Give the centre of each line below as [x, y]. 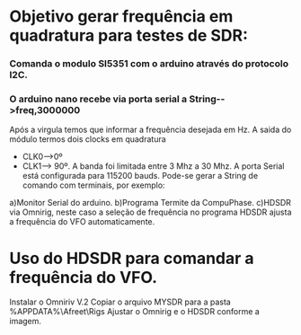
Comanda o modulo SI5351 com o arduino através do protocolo [149, 64]
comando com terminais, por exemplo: [93, 185]
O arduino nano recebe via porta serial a [98, 99]
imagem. [26, 322]
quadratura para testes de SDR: [129, 35]
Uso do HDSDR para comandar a [132, 258]
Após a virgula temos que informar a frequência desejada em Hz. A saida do [150, 130]
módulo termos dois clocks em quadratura [88, 139]
